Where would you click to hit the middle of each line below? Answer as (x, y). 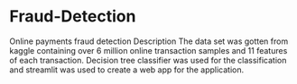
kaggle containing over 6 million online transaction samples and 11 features (148, 50)
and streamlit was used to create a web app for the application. (127, 70)
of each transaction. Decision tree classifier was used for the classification (148, 60)
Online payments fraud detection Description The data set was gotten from (149, 41)
